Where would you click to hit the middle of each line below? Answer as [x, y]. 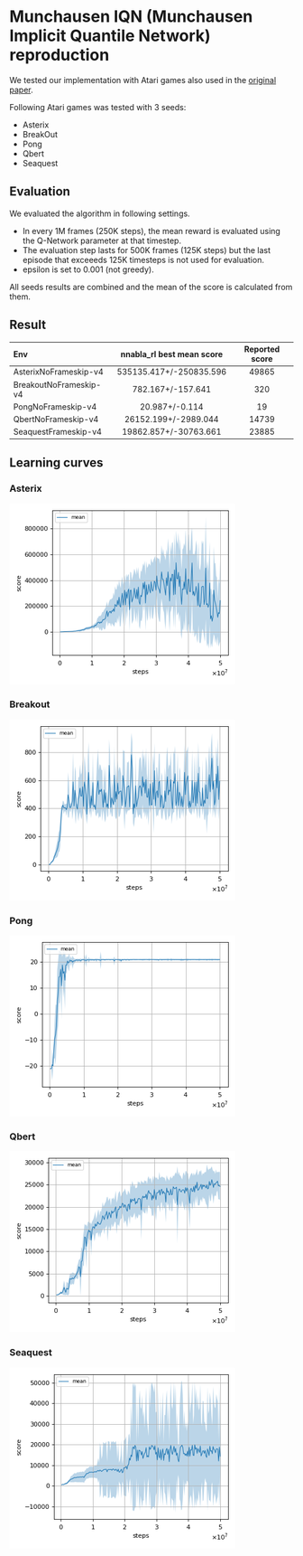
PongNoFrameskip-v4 [55, 406]
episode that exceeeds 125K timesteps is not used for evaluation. [143, 259]
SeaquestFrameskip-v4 [57, 432]
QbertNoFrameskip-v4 [56, 420]
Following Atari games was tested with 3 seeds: [98, 107]
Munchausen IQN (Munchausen [131, 17]
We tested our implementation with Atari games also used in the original [143, 80]
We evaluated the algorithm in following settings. [100, 213]
